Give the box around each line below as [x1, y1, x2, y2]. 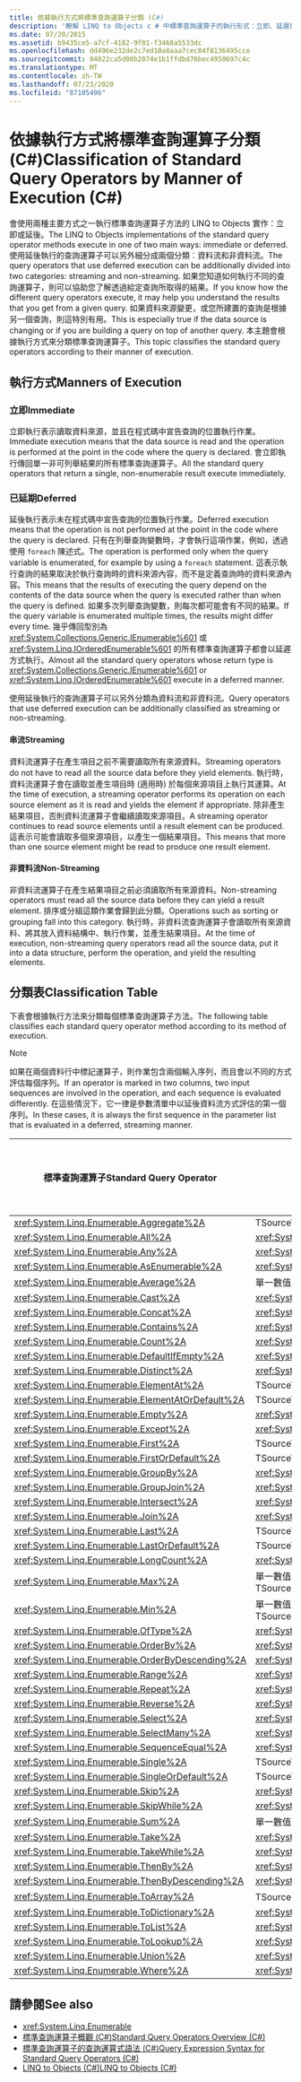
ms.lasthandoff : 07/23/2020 [9, 80, 115, 89]
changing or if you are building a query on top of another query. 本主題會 [9, 325, 278, 336]
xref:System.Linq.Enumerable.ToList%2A [13, 1921, 186, 1933]
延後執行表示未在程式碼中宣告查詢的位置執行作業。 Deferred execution [9, 514, 269, 525]
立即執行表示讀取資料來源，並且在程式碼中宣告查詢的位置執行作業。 [9, 426, 261, 437]
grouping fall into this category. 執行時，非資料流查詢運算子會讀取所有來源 [9, 916, 284, 927]
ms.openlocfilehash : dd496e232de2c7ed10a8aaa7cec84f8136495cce [9, 47, 251, 56]
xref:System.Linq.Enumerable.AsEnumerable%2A [13, 1259, 222, 1272]
